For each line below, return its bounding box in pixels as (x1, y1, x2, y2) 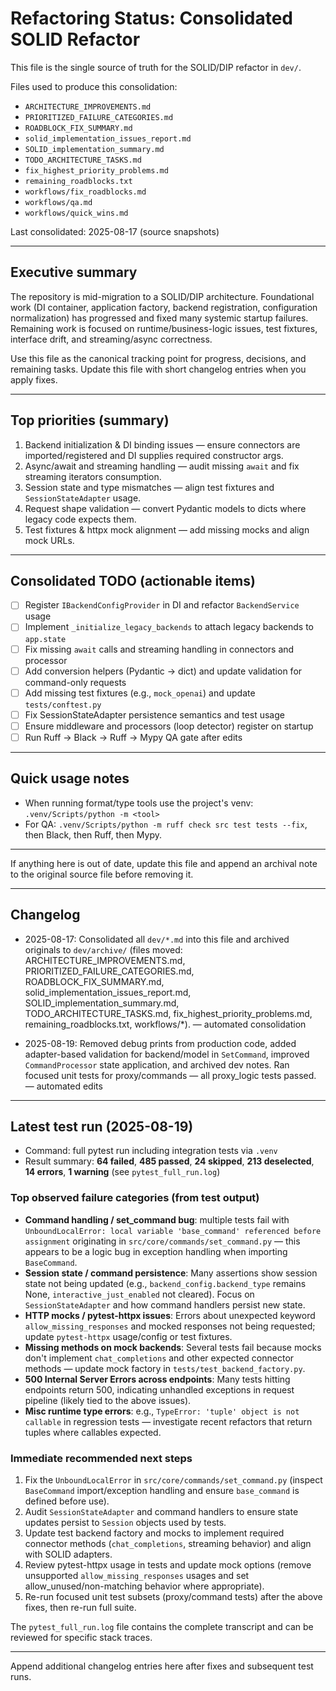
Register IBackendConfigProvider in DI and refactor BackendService (24, 599, 300, 611)
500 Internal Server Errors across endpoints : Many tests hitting (24, 1373, 291, 1385)
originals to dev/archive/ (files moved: (24, 943, 183, 956)
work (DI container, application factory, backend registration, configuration (10, 301, 318, 313)
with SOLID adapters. (24, 1548, 113, 1560)
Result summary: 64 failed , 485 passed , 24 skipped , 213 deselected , (24, 1155, 315, 1167)
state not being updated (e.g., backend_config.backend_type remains (24, 1277, 307, 1289)
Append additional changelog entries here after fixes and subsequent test (10, 1660, 314, 1672)
